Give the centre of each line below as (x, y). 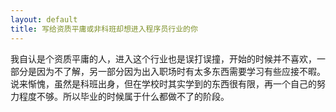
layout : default (44, 19)
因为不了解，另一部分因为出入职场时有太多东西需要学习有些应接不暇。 (181, 71)
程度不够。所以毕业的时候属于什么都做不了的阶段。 (124, 96)
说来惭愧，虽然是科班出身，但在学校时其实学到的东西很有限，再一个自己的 (163, 83)
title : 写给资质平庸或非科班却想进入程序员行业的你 (104, 29)
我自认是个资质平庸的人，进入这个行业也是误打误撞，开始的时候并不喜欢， (163, 58)
